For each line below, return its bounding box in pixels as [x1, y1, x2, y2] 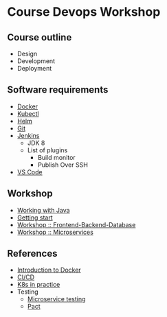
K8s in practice [16, 281, 60, 289]
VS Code [16, 167, 43, 176]
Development [16, 57, 56, 65]
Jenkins [16, 131, 40, 139]
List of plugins [27, 145, 68, 154]
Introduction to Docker [16, 266, 81, 274]
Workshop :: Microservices [16, 228, 94, 236]
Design [16, 49, 38, 58]
